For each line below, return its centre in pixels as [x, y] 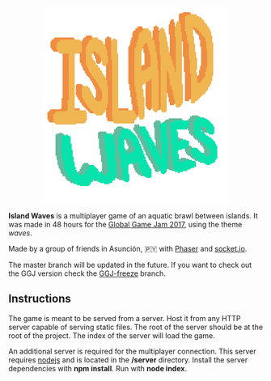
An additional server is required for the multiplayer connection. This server [132, 351]
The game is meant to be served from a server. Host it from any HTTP [125, 318]
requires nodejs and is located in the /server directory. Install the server [128, 360]
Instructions [40, 299]
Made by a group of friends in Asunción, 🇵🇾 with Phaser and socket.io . [128, 249]
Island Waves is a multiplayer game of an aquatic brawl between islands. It [133, 216]
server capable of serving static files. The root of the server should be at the [136, 327]
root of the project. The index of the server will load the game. [112, 335]
